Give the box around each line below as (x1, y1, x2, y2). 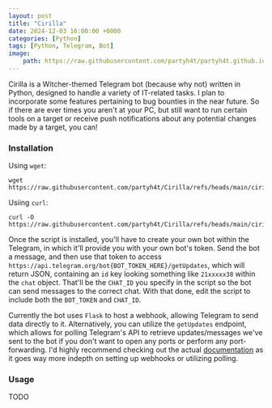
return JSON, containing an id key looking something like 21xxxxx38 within (8, 269, 256, 279)
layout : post (8, 11, 53, 20)
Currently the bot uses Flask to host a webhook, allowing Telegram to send (8, 311, 259, 321)
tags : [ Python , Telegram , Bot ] (8, 42, 114, 50)
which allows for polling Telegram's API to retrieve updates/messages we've (8, 328, 263, 338)
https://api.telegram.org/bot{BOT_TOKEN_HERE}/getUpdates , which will (8, 261, 245, 270)
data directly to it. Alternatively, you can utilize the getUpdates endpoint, (8, 319, 247, 329)
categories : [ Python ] (8, 34, 82, 43)
